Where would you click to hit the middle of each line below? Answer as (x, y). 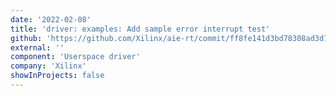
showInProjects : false (57, 76)
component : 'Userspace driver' (75, 57)
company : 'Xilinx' (48, 66)
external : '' (37, 47)
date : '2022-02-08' (51, 19)
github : (26, 38)
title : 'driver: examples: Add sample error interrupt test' (140, 29)
